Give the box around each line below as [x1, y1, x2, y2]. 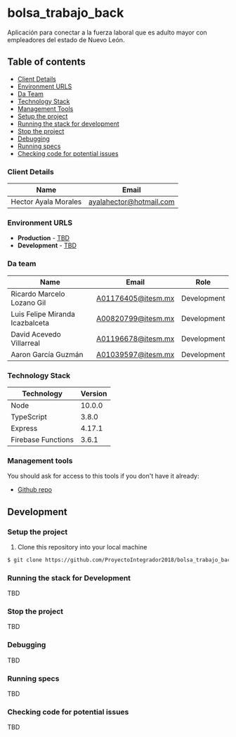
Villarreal [11, 338, 41, 348]
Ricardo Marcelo [11, 289, 65, 299]
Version [80, 389, 107, 398]
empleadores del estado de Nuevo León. [7, 35, 125, 44]
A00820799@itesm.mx [96, 313, 175, 323]
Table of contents [7, 56, 86, 68]
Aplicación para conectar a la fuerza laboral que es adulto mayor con [7, 28, 207, 37]
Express [11, 423, 38, 433]
